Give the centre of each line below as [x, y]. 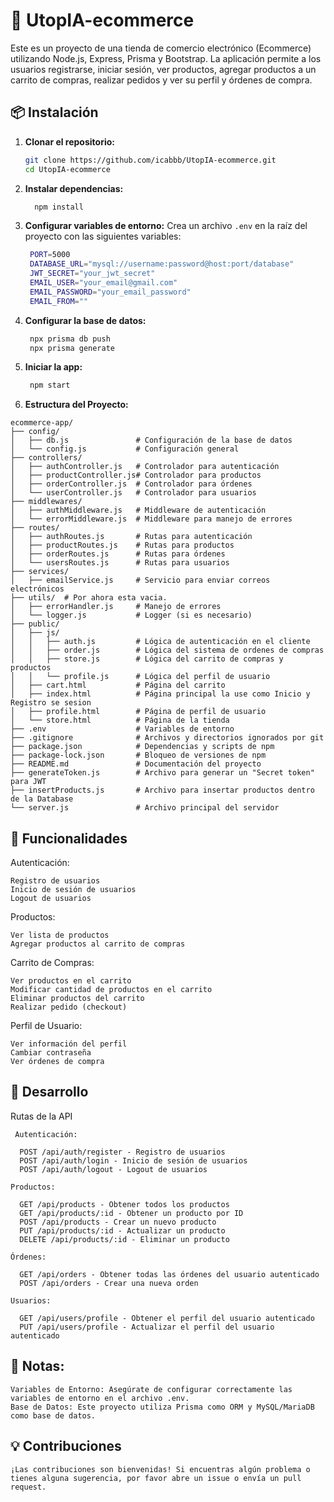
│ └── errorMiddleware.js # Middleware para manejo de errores [151, 519]
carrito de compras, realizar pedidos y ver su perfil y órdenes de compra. [161, 80]
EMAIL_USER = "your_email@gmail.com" [103, 283]
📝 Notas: [37, 1366]
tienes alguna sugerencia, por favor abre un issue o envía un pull [156, 1478]
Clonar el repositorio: [69, 141]
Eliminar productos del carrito [77, 999]
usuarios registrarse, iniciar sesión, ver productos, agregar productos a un [163, 69]
